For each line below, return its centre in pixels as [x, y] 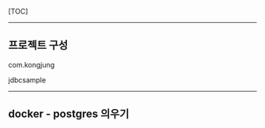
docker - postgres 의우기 [69, 114]
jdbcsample [27, 80]
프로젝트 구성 [38, 45]
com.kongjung [32, 64]
